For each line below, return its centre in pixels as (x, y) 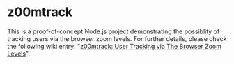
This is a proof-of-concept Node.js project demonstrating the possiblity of (114, 31)
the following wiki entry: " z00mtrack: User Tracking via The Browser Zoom (114, 46)
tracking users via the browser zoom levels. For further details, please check (117, 38)
